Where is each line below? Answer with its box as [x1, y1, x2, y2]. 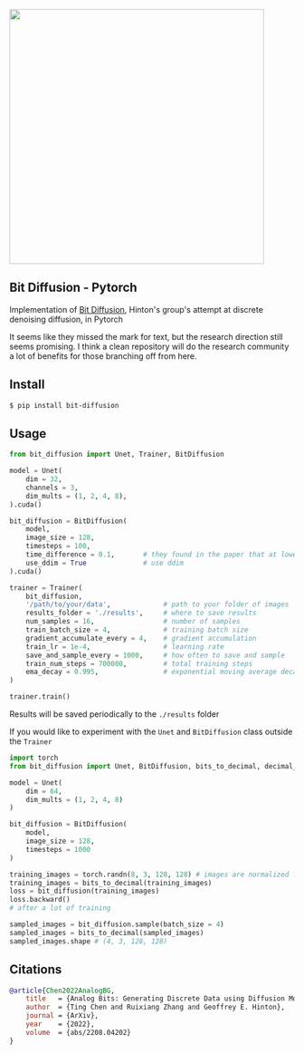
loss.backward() [9, 895, 71, 904]
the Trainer [9, 736, 52, 747]
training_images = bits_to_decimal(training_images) [9, 878, 213, 887]
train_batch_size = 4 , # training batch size [25, 625, 249, 634]
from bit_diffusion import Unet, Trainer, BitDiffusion [9, 450, 224, 459]
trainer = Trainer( [9, 583, 83, 593]
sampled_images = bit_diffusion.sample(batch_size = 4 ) [9, 920, 224, 929]
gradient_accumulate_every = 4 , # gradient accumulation [25, 633, 257, 643]
